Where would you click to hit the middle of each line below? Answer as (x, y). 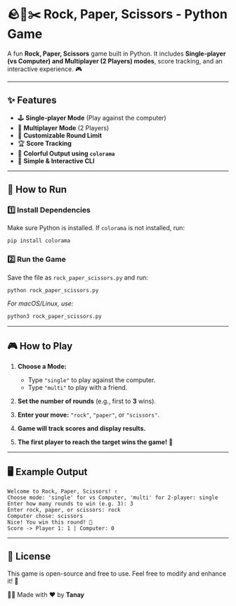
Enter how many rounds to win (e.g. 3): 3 (70, 504)
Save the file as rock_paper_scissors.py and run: (78, 277)
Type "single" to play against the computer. (92, 380)
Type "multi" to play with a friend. (78, 388)
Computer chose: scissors (45, 516)
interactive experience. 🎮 (45, 69)
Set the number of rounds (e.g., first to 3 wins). (87, 401)
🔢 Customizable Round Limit (59, 135)
